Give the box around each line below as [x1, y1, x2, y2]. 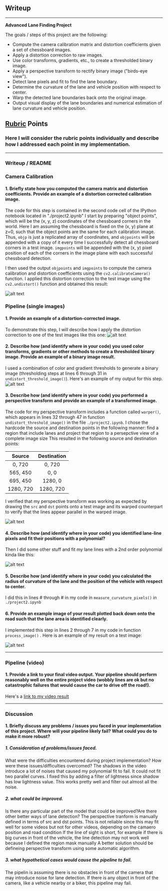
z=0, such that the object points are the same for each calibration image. [5, 229, 155, 235]
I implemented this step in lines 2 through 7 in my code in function [5, 627, 141, 633]
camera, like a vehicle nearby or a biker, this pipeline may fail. [5, 880, 132, 886]
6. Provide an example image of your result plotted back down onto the [5, 610, 155, 617]
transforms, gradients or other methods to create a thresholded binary [5, 349, 155, 355]
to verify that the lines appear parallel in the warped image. [5, 509, 127, 515]
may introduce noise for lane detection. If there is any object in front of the [5, 875, 158, 881]
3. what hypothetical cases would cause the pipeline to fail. [5, 856, 132, 862]
